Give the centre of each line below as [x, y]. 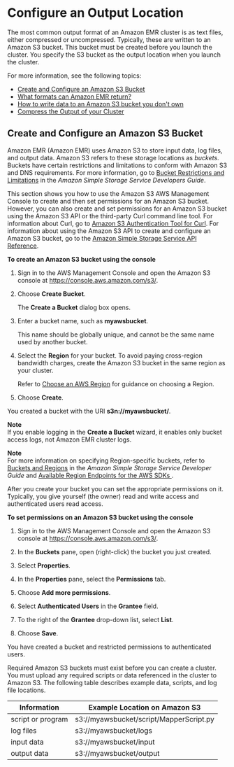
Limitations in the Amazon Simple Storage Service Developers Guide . [107, 180]
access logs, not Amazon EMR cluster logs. [70, 439]
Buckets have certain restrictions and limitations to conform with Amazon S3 [117, 165]
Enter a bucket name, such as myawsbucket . [83, 321]
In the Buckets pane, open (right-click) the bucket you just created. [114, 551]
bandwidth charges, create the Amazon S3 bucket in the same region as [121, 363]
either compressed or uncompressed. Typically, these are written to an [109, 39]
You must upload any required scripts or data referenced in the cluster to [112, 675]
